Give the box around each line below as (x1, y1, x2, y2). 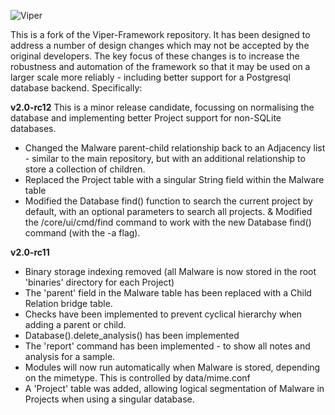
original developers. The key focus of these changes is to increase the (10, 50, 300, 62)
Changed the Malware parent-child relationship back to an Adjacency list (24, 142, 326, 154)
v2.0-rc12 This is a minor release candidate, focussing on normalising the (10, 101, 315, 113)
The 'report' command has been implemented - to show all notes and (24, 340, 311, 352)
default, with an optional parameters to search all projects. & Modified (24, 206, 313, 217)
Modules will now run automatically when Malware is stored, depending (24, 361, 321, 373)
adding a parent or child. (24, 319, 127, 330)
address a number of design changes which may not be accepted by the (10, 40, 310, 51)
